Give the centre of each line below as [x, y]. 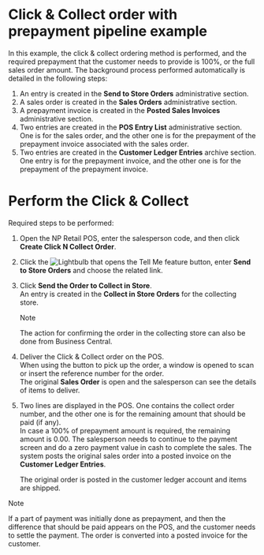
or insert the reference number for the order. [91, 373]
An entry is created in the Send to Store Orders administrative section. [134, 93]
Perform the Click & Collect [99, 201]
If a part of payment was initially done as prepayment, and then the [117, 518]
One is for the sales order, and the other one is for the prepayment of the [138, 135]
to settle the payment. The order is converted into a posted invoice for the [128, 535]
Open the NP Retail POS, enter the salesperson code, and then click [130, 238]
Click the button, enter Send [135, 261]
